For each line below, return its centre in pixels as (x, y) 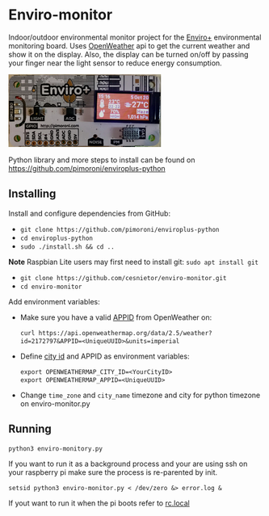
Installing (32, 194)
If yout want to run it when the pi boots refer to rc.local (99, 503)
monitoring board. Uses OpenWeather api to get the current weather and (129, 45)
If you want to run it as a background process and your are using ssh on (128, 464)
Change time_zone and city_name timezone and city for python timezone (140, 395)
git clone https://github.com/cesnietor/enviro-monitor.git (123, 278)
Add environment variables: (55, 301)
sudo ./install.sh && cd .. (67, 247)
